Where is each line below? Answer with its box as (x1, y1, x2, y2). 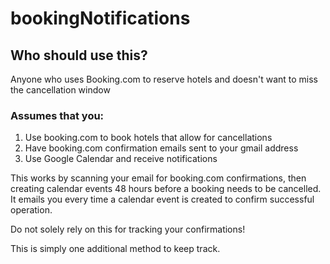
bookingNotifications (10, 7, 191, 30)
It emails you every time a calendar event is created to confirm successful (10, 193, 315, 206)
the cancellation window (10, 84, 111, 96)
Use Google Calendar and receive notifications (24, 153, 218, 165)
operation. (10, 204, 53, 216)
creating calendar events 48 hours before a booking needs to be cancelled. (10, 183, 322, 195)
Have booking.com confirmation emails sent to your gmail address (24, 142, 299, 154)
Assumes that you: (10, 108, 105, 122)
